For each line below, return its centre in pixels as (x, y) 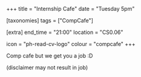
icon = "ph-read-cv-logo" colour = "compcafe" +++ (71, 44)
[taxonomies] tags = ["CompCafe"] (50, 20)
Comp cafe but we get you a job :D (50, 56)
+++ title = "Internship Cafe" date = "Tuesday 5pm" (70, 9)
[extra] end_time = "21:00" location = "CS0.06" (65, 32)
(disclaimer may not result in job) (47, 67)
